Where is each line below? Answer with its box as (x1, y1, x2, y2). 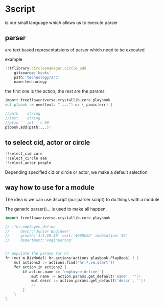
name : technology (14, 79, 47, 84)
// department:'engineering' (5, 238, 73, 243)
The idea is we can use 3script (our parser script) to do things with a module (5, 196, 160, 202)
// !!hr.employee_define (5, 224, 56, 229)
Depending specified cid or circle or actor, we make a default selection (5, 169, 148, 175)
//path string (5, 111, 41, 116)
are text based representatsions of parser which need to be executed (5, 47, 145, 52)
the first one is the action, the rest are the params (5, 88, 105, 94)
